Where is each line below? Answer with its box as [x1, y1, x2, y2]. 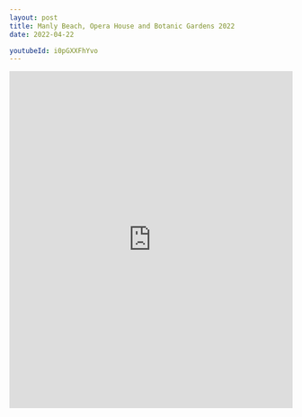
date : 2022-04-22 [9, 30, 75, 39]
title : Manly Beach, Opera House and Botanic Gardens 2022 [9, 22, 235, 31]
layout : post [9, 13, 58, 22]
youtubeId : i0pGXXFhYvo [9, 46, 99, 55]
